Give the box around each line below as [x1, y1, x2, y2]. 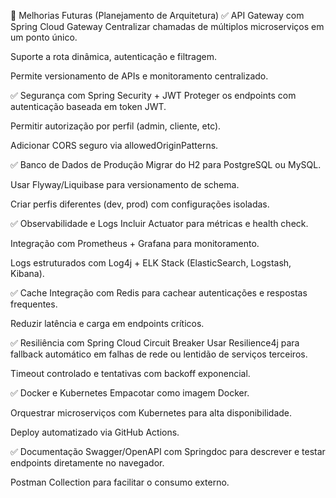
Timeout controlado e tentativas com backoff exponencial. [10, 368, 251, 379]
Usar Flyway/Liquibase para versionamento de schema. [10, 179, 240, 190]
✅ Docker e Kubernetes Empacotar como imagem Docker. [10, 387, 250, 399]
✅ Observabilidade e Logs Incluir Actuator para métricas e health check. [10, 218, 309, 229]
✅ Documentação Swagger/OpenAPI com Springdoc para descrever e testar [10, 446, 326, 457]
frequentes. [10, 298, 58, 310]
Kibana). [10, 268, 45, 279]
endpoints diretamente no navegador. [10, 457, 165, 469]
